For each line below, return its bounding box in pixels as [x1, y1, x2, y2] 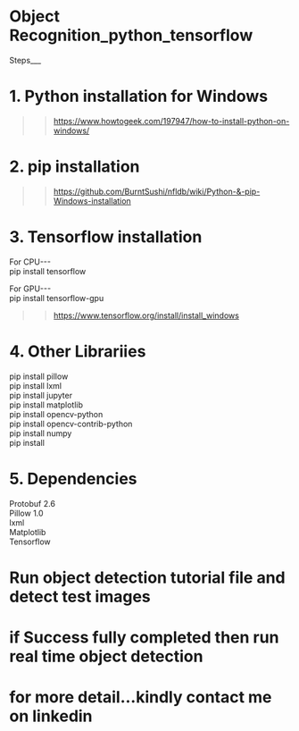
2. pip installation [9, 156, 140, 177]
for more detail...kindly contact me [9, 687, 272, 708]
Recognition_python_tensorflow [9, 25, 253, 46]
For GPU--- [9, 283, 52, 294]
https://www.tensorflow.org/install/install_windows [53, 310, 239, 321]
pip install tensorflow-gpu [9, 292, 104, 303]
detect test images [9, 586, 152, 607]
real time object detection [9, 646, 203, 667]
